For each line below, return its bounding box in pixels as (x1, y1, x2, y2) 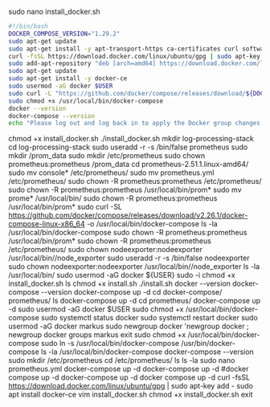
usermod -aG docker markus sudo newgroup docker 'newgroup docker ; (8, 321, 249, 332)
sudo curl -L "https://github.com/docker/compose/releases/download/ (8, 89, 247, 97)
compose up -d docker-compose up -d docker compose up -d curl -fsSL (8, 372, 251, 382)
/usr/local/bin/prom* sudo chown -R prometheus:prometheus (8, 236, 211, 246)
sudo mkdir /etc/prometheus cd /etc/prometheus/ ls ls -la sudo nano (8, 356, 235, 365)
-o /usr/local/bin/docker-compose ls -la (87, 219, 219, 229)
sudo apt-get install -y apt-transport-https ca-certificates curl (8, 44, 239, 53)
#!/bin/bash (8, 22, 48, 31)
